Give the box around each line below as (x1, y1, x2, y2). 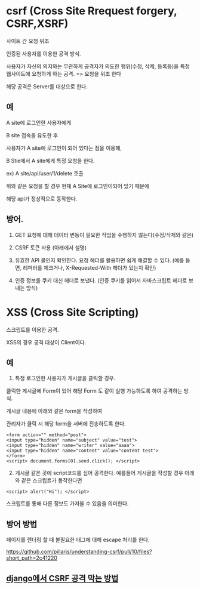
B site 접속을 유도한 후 (6, 131, 59, 138)
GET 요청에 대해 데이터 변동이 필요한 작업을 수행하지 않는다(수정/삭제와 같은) (14, 231, 194, 238)
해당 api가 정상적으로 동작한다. (6, 195, 78, 202)
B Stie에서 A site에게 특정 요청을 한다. (6, 157, 95, 164)
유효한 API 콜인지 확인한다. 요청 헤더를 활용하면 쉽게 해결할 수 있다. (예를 (14, 257, 184, 264)
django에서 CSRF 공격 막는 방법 (6, 573, 119, 583)
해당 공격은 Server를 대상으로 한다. (6, 82, 88, 90)
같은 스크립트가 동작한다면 (21, 477, 82, 484)
